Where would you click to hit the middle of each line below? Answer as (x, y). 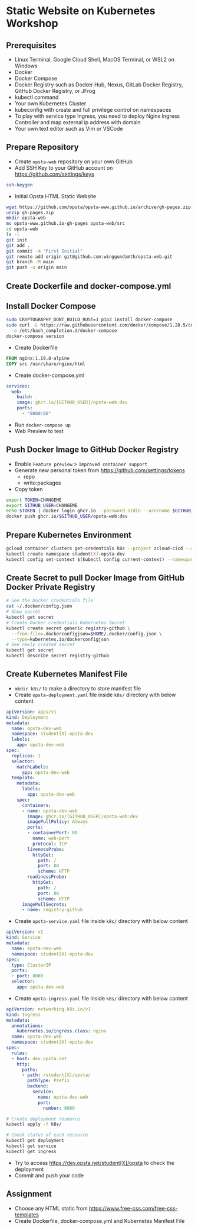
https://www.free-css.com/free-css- (133, 1208)
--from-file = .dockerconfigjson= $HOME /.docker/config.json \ (87, 634)
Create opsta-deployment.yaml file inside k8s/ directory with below (95, 695)
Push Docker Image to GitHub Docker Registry (93, 450)
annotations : (27, 1026)
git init (17, 240)
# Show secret (24, 612)
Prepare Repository (42, 147)
